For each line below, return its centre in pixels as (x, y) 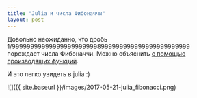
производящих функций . (43, 61)
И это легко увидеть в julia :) (49, 74)
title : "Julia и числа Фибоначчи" (56, 13)
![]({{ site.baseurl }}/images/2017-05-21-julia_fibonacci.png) (92, 87)
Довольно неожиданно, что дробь (57, 39)
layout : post (26, 20)
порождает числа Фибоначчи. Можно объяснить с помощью (96, 53)
